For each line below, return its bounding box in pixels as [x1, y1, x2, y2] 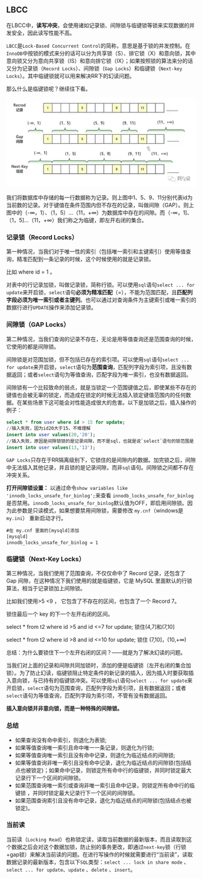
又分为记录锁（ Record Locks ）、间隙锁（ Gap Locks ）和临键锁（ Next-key [6, 65, 183, 72]
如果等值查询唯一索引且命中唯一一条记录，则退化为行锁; [14, 744, 155, 751]
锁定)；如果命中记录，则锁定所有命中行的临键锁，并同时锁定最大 [31, 767, 192, 774]
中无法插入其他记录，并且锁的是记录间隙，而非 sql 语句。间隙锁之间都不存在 [6, 463, 194, 471]
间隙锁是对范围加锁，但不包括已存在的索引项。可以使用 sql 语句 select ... [6, 356, 190, 363]
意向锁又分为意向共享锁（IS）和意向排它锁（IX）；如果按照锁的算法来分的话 [6, 57, 194, 64]
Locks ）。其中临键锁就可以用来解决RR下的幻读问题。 [6, 72, 135, 79]
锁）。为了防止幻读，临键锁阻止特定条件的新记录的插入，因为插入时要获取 [6, 669, 189, 677]
